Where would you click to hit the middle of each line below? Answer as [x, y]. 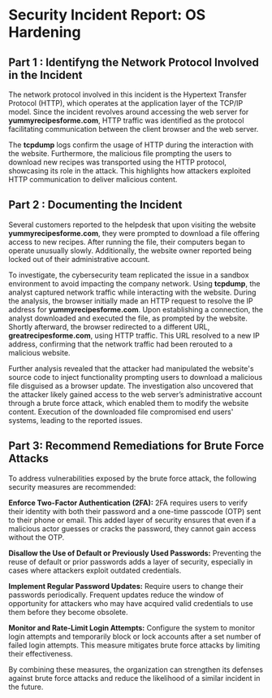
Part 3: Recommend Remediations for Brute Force [136, 446]
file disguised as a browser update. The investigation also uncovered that [131, 386]
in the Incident [45, 75]
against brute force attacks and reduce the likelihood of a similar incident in [134, 678]
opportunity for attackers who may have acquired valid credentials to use [131, 603]
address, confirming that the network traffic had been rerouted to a [121, 344]
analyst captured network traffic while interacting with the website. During [132, 292]
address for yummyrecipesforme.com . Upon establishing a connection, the [136, 309]
